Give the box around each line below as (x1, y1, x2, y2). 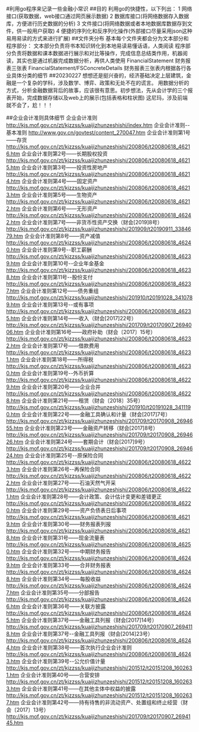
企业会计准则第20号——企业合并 (21, 383, 101, 390)
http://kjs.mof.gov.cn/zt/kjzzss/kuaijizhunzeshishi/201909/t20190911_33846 (6, 225, 191, 233)
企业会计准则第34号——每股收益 (21, 575, 101, 583)
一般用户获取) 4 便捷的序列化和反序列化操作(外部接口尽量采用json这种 (21, 27, 192, 34)
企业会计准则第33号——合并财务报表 (21, 562, 111, 568)
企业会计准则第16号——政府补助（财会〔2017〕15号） (24, 329, 156, 335)
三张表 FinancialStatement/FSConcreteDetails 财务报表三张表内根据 (11, 65, 176, 71)
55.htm (6, 425, 24, 431)
